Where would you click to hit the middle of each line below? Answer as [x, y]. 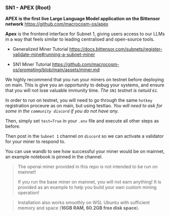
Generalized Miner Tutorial [40, 49]
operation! [28, 193]
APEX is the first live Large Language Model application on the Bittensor [83, 19]
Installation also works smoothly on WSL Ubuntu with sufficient [84, 203]
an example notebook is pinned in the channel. [54, 157]
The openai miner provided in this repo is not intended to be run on [88, 167]
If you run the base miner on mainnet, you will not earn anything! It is [89, 182]
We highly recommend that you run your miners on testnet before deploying [84, 80]
